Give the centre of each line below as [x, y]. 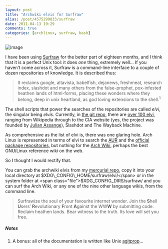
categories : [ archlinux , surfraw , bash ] [48, 33]
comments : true [21, 28]
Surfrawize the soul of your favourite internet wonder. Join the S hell [87, 201]
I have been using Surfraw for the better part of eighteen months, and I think [84, 57]
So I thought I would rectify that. [38, 160]
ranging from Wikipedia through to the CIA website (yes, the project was [79, 119]
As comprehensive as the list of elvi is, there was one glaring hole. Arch [79, 134]
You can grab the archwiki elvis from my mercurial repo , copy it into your [80, 170]
